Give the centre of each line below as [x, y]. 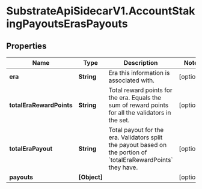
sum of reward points [139, 105]
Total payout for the [136, 130]
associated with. [132, 80]
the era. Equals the [135, 97]
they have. [123, 167]
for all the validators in [140, 112]
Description [141, 63]
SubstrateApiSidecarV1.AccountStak [101, 11]
